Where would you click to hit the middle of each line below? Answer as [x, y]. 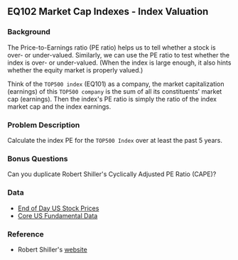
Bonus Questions [38, 158]
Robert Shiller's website [52, 249]
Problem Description [44, 125]
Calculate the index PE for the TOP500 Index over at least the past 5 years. [115, 140]
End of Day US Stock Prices [58, 208]
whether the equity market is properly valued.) [75, 70]
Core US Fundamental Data [58, 215]
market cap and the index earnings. [59, 107]
